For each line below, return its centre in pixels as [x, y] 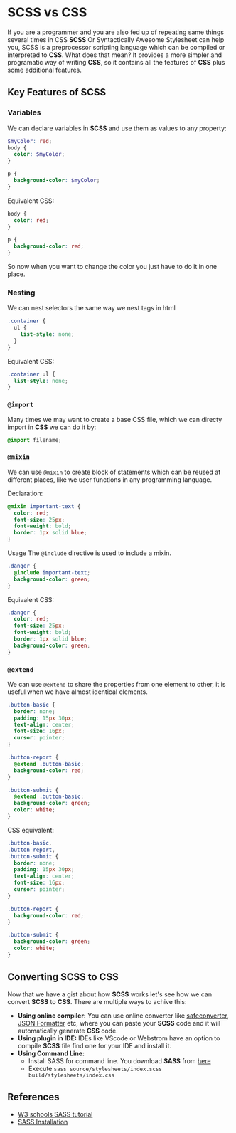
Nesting [21, 293]
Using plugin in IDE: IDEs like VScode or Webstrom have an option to [119, 1038]
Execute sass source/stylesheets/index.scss [95, 1068]
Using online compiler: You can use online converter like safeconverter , [123, 1016]
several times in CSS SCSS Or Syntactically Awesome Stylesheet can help [116, 39]
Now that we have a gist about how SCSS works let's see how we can [109, 994]
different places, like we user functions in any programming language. [109, 479]
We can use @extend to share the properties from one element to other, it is [117, 684]
